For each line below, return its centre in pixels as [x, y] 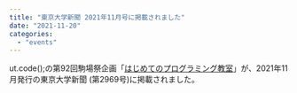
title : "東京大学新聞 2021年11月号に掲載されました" [97, 17]
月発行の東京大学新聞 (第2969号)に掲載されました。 [104, 80]
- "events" [37, 42]
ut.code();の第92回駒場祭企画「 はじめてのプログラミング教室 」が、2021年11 [148, 68]
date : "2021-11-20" [45, 26]
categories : [31, 34]
